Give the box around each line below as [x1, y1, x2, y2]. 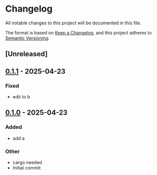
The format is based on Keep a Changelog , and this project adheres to [5, 29, 152, 36]
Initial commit [12, 165, 41, 170]
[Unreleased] [5, 50, 48, 58]
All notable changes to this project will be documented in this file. [5, 20, 142, 26]
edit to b [12, 94, 30, 100]
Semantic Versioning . [5, 35, 50, 41]
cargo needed [12, 159, 42, 165]
